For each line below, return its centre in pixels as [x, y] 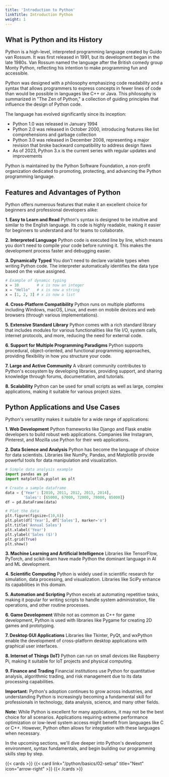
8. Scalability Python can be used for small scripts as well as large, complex [84, 386]
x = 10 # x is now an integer [45, 285]
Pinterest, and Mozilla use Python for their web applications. [67, 440]
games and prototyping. [30, 626]
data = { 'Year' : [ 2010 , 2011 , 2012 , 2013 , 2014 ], [58, 493]
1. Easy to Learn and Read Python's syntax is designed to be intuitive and [81, 219]
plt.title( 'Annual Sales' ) [33, 525]
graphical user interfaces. [32, 646]
